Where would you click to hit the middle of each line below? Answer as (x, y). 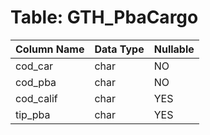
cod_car (34, 66)
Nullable (174, 49)
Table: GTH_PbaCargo (104, 17)
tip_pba (33, 114)
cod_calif (36, 98)
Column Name (50, 49)
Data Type (119, 49)
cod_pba (36, 82)
